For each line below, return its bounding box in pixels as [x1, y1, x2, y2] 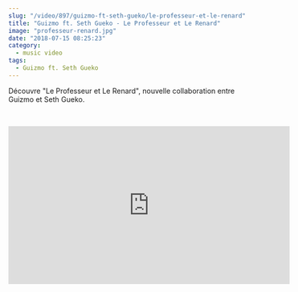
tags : [8, 57, 27, 65]
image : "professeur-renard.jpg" [8, 26, 116, 34]
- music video [15, 49, 63, 57]
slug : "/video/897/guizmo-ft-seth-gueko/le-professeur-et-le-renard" [8, 11, 247, 20]
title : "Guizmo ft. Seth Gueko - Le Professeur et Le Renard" [8, 19, 221, 27]
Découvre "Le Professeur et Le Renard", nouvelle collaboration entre [8, 86, 235, 95]
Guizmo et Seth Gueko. [8, 94, 85, 104]
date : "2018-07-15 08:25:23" [8, 34, 106, 43]
